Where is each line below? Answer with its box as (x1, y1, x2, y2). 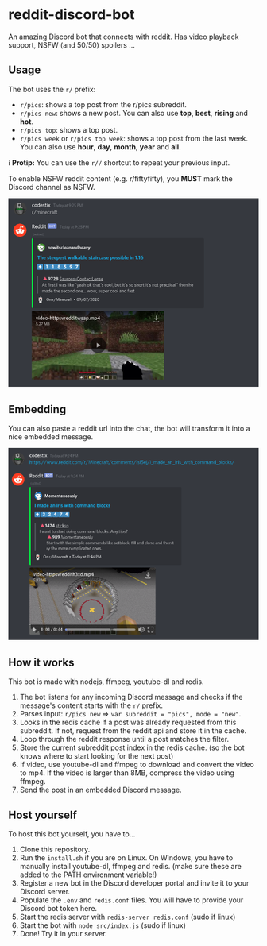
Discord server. (19, 887, 70, 897)
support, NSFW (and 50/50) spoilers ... (8, 40, 135, 49)
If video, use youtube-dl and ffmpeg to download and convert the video (19, 760, 254, 770)
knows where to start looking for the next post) (19, 751, 174, 761)
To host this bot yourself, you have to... (8, 829, 136, 839)
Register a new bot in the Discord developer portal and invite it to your (19, 878, 250, 888)
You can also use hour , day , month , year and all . (19, 141, 181, 152)
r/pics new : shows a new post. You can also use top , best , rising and (19, 108, 249, 118)
